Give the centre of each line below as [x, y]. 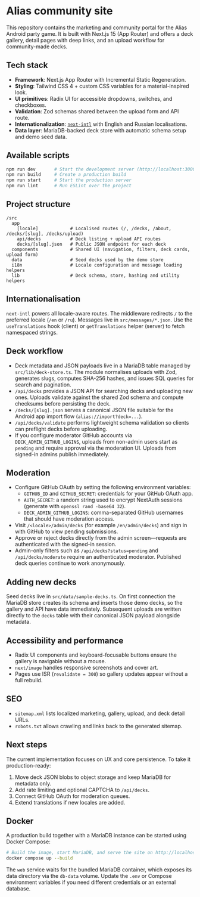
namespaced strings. [32, 332]
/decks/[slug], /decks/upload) [45, 234]
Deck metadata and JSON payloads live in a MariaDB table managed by [102, 366]
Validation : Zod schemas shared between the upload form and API [97, 111]
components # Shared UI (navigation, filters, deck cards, [101, 249]
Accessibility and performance [65, 640]
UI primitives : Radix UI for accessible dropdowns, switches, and [93, 98]
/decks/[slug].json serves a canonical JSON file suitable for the [94, 410]
